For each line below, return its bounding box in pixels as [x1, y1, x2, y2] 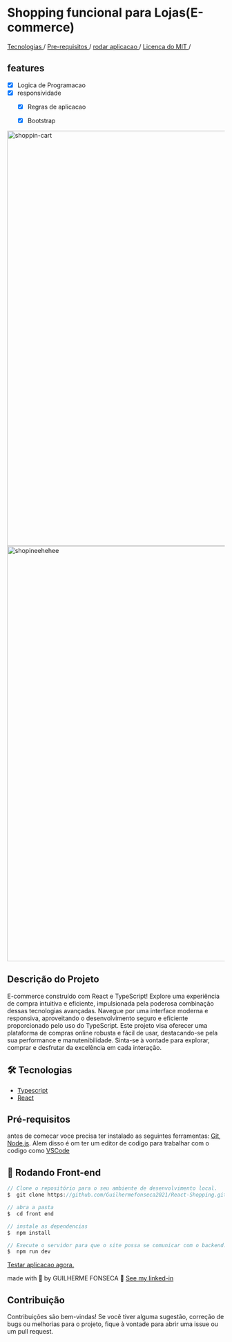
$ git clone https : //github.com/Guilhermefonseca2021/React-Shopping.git [7, 1192, 227, 1199]
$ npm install [7, 1229, 51, 1236]
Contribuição [7, 1294, 66, 1306]
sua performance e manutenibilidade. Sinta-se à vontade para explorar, [7, 1036, 211, 1044]
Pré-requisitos [7, 1114, 71, 1125]
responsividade [17, 89, 61, 97]
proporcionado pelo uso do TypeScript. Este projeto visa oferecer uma [7, 1021, 208, 1029]
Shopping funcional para [7, 5, 152, 21]
